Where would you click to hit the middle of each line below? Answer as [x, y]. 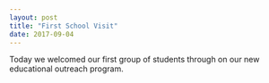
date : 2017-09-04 [42, 34]
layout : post [34, 17]
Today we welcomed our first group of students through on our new [134, 60]
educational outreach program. [66, 69]
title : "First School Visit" [64, 26]
